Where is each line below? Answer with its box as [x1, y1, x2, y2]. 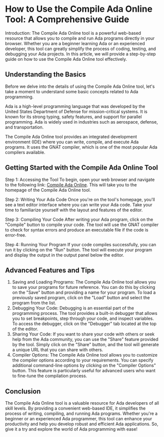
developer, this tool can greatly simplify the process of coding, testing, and [5, 46, 156, 51]
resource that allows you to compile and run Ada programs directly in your [5, 35, 155, 41]
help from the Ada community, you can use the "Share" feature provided [12, 336, 159, 342]
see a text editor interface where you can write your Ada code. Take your [5, 202, 153, 207]
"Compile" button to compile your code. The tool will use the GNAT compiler [5, 222, 159, 228]
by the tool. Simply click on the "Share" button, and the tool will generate [12, 342, 159, 348]
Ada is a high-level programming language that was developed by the [5, 103, 145, 109]
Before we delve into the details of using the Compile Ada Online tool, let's [5, 83, 155, 89]
